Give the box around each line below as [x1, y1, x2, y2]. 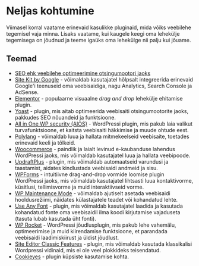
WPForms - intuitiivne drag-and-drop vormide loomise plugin [14, 171, 165, 178]
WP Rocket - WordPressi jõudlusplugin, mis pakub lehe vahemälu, [14, 221, 176, 229]
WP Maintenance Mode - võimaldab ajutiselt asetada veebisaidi [14, 189, 170, 197]
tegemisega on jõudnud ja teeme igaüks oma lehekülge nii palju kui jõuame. [6, 36, 191, 43]
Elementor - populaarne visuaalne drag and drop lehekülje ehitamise [14, 95, 183, 102]
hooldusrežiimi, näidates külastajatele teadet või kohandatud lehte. [14, 196, 178, 203]
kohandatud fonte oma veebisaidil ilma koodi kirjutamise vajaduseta [14, 208, 181, 215]
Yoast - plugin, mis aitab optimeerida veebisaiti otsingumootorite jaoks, [14, 107, 189, 114]
